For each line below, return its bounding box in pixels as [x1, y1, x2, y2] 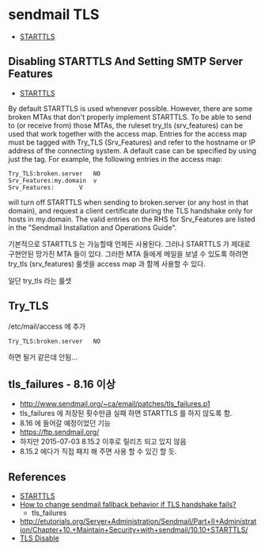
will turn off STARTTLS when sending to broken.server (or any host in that [8, 197, 249, 207]
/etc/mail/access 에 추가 [8, 321, 85, 331]
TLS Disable [19, 533, 59, 543]
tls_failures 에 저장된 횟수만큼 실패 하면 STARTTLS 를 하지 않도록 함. [19, 409, 233, 418]
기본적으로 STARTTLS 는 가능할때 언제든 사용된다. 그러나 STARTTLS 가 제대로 [8, 239, 251, 248]
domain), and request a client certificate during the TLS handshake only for [8, 206, 253, 215]
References [8, 470, 66, 483]
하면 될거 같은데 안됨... [8, 352, 78, 362]
